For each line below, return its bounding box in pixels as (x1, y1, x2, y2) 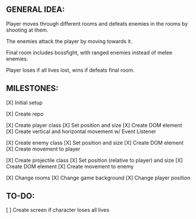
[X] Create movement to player (6, 145, 81, 152)
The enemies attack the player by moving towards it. (6, 37, 133, 44)
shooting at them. (6, 26, 49, 33)
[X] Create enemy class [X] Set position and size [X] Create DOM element (6, 139, 184, 146)
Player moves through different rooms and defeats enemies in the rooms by (6, 20, 188, 27)
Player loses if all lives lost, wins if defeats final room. (6, 67, 135, 74)
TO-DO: (6, 191, 35, 201)
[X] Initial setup (6, 99, 43, 106)
